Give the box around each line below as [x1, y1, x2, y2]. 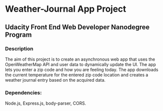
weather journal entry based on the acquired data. [5, 77, 106, 83]
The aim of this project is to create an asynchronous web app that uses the [5, 56, 155, 62]
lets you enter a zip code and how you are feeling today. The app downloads [5, 67, 159, 72]
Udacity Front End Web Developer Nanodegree [5, 23, 150, 31]
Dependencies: [5, 89, 42, 96]
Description [5, 45, 34, 52]
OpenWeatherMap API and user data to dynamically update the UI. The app [5, 61, 156, 67]
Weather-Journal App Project [5, 3, 127, 15]
